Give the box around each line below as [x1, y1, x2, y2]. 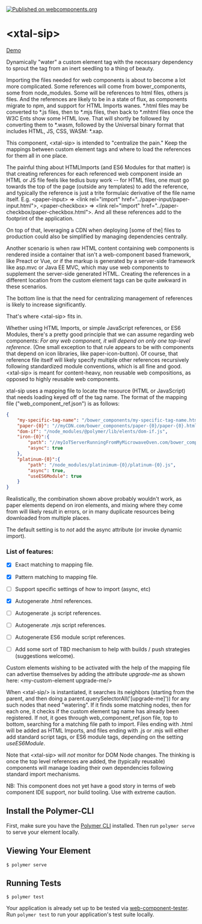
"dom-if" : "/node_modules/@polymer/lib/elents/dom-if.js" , [17, 428, 168, 435]
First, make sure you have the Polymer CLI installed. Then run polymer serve [6, 822, 195, 829]
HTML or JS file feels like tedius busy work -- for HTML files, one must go [6, 176, 189, 184]
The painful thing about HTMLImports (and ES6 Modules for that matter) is [6, 163, 191, 171]
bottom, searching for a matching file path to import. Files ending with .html [6, 720, 193, 728]
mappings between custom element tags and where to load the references [6, 145, 191, 153]
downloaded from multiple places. [6, 515, 91, 522]
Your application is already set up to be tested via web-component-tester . [6, 905, 189, 912]
